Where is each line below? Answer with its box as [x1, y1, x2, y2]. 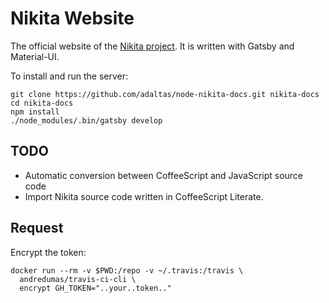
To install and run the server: [10, 70, 129, 82]
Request [10, 220, 64, 237]
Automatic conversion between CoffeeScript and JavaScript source [24, 169, 304, 181]
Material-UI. [10, 50, 60, 62]
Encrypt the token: [10, 246, 87, 258]
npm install [10, 107, 60, 117]
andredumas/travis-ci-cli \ [19, 274, 137, 284]
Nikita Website [10, 7, 135, 30]
